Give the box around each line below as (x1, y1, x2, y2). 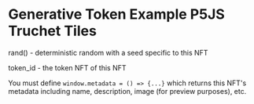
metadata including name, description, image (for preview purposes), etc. (8, 86, 247, 95)
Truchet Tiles (8, 22, 97, 40)
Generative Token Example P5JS (8, 5, 226, 23)
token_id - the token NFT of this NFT (8, 63, 127, 72)
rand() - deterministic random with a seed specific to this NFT (8, 48, 208, 57)
